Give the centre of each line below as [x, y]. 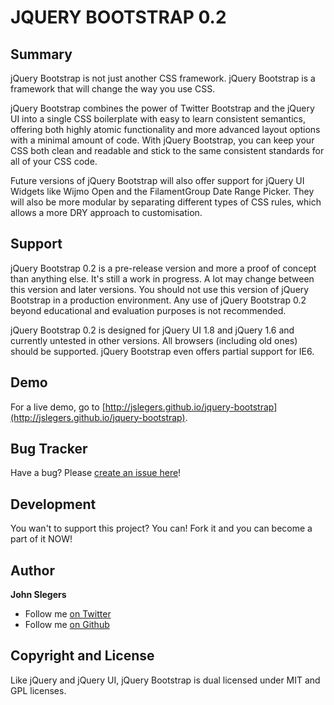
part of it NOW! [41, 539]
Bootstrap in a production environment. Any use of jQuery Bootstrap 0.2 [158, 300]
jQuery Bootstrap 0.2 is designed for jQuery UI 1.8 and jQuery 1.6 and [152, 330]
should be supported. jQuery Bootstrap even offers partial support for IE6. [162, 351]
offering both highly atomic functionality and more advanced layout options [165, 129]
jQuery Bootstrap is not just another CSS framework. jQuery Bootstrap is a [163, 78]
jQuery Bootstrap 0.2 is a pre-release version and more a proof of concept [163, 268]
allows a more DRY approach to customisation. [106, 212]
